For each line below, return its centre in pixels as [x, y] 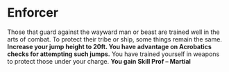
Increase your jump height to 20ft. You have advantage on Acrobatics [109, 46]
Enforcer [33, 13]
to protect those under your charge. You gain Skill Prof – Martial [99, 61]
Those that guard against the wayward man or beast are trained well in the [113, 32]
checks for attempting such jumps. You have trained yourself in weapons [113, 54]
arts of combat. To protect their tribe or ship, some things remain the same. [114, 39]
